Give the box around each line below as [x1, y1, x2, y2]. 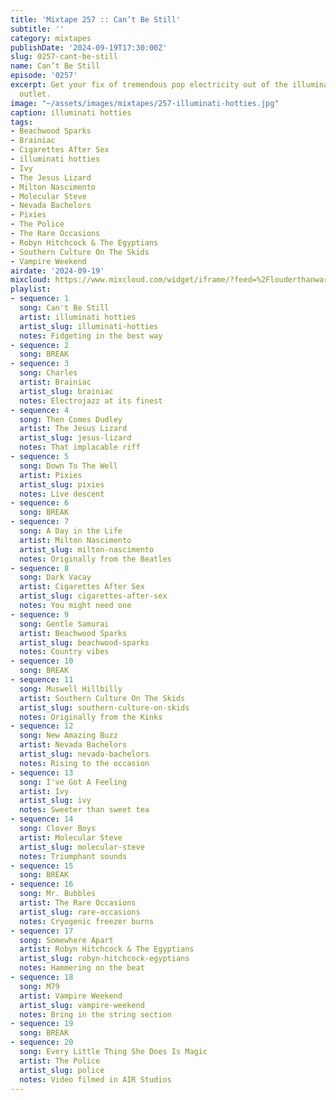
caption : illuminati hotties [10, 107, 132, 118]
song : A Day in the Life [19, 526, 123, 536]
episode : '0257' [10, 71, 78, 81]
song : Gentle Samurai [19, 619, 110, 629]
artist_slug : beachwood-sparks [19, 637, 150, 648]
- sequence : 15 [10, 861, 74, 871]
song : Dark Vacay [19, 572, 92, 583]
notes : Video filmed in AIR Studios [19, 1074, 172, 1085]
